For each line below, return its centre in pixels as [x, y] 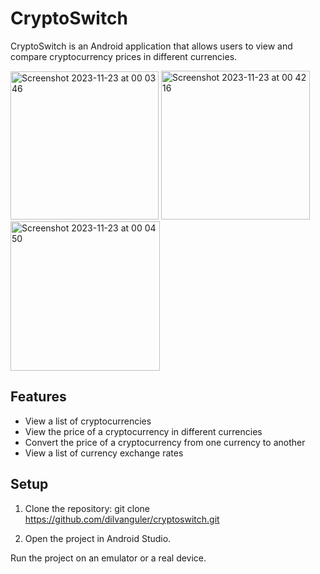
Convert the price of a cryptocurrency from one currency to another [165, 442]
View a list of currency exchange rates [104, 453]
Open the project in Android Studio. [98, 538]
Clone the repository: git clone [87, 508]
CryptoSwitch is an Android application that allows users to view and [151, 46]
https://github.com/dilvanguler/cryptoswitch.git [122, 519]
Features [38, 397]
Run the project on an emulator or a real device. [108, 558]
